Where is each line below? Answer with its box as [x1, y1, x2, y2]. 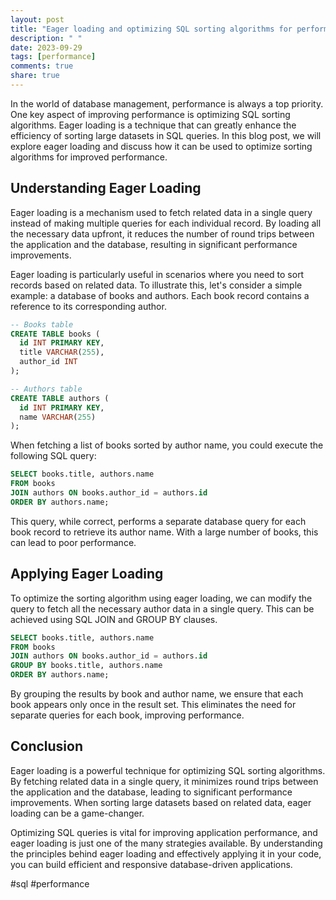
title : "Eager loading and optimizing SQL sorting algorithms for [10, 24, 293, 34]
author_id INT [19, 357, 78, 367]
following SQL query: [10, 450, 97, 462]
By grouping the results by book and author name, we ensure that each [10, 688, 304, 700]
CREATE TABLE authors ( [10, 393, 110, 403]
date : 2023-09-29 [10, 42, 83, 53]
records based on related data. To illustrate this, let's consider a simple [10, 279, 303, 291]
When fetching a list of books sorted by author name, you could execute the [10, 439, 324, 451]
